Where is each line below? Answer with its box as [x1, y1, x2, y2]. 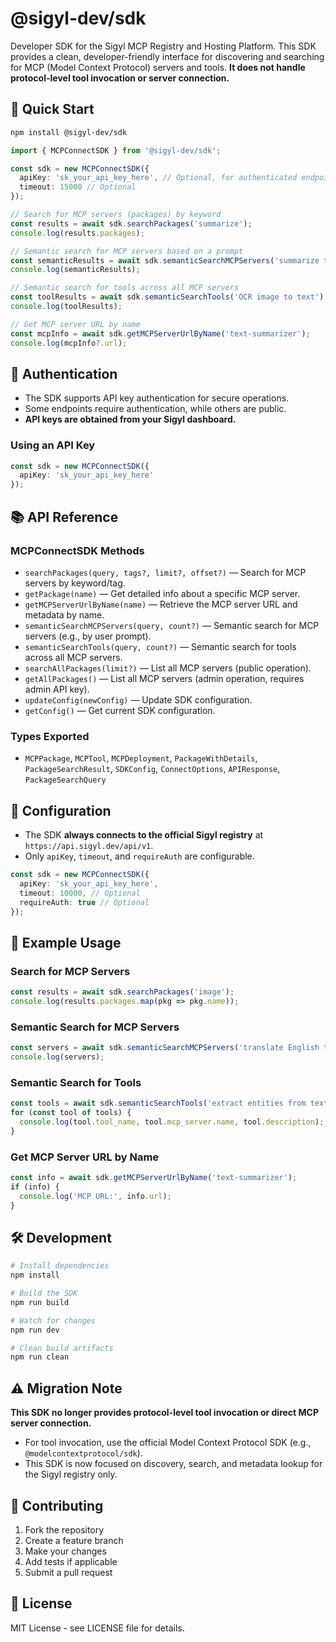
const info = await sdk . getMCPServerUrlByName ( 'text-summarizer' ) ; [10, 1172, 298, 1182]
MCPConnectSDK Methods [10, 543, 145, 557]
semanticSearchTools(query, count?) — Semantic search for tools [24, 640, 297, 652]
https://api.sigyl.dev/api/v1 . [24, 840, 154, 852]
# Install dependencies [10, 1261, 110, 1271]
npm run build [10, 1297, 70, 1307]
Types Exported [10, 729, 90, 743]
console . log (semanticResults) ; [10, 265, 141, 275]
